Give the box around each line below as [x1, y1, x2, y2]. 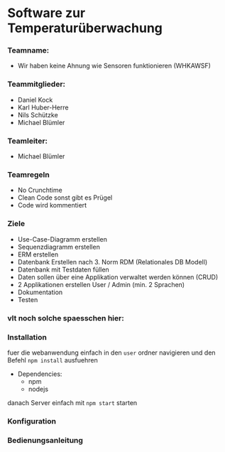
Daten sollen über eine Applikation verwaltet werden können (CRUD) [17, 272, 219, 281]
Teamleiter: [7, 136, 48, 146]
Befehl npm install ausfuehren [7, 355, 98, 364]
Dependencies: [17, 370, 62, 378]
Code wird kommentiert [17, 201, 87, 210]
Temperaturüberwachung [7, 20, 163, 36]
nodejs [28, 384, 48, 393]
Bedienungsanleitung [7, 435, 84, 445]
